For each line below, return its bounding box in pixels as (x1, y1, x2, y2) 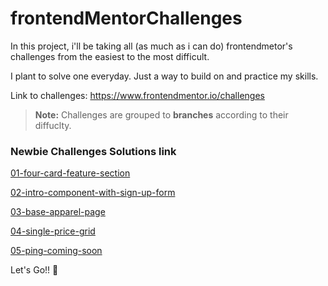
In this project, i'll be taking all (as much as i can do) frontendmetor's (10, 40, 293, 52)
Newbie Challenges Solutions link (10, 144, 177, 158)
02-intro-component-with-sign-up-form (10, 187, 176, 199)
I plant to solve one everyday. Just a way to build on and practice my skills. (10, 70, 319, 82)
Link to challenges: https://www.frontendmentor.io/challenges (10, 89, 265, 101)
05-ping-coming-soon (10, 245, 103, 257)
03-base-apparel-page (10, 206, 106, 218)
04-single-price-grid (10, 225, 96, 237)
